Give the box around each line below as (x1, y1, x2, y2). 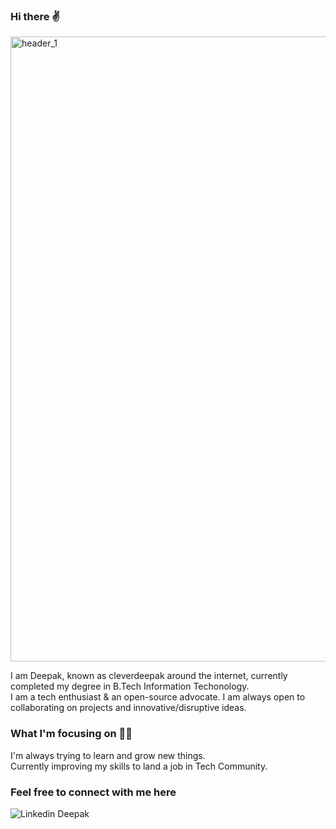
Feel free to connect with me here (10, 785, 177, 799)
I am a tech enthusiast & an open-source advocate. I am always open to (10, 691, 306, 703)
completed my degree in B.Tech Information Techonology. (10, 680, 250, 693)
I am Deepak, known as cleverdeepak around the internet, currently (10, 670, 288, 682)
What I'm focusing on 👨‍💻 (10, 727, 133, 741)
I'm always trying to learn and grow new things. (10, 749, 206, 761)
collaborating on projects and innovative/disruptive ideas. (10, 702, 247, 714)
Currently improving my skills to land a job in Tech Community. (10, 760, 268, 772)
